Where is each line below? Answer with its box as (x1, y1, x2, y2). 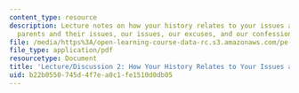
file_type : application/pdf (9, 46, 114, 55)
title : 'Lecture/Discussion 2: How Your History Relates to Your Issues (9, 63, 285, 72)
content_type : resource (9, 12, 98, 22)
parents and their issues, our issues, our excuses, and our (17, 29, 249, 38)
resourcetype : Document (9, 54, 98, 63)
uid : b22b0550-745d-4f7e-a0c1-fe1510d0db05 (9, 71, 174, 80)
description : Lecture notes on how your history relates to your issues (9, 21, 285, 30)
